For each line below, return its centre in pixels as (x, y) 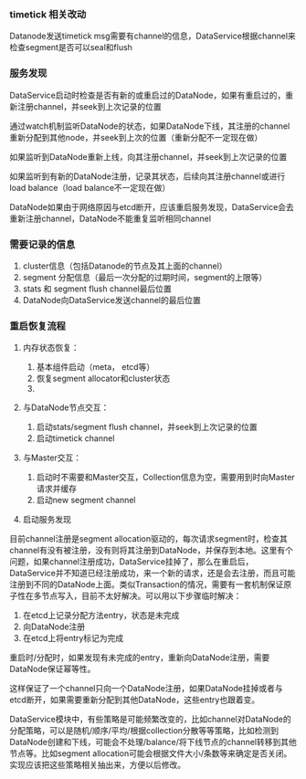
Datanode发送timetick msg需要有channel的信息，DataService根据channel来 (153, 36)
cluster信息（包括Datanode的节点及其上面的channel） (125, 266)
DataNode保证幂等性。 (53, 669)
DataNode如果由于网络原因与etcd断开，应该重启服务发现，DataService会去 (152, 206)
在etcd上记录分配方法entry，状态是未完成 (101, 616)
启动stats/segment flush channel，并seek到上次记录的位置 (147, 427)
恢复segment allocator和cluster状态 (103, 379)
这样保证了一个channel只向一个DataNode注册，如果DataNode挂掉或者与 (146, 689)
